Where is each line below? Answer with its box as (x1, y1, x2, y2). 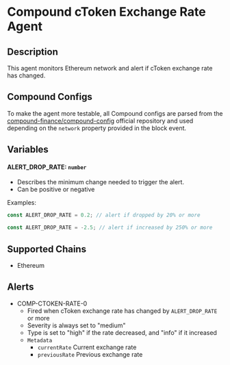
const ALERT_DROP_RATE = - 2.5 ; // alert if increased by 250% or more (7, 224, 213, 231)
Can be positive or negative (16, 186, 95, 194)
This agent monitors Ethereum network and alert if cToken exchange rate (7, 64, 213, 72)
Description (7, 46, 58, 58)
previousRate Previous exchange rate (37, 350, 143, 358)
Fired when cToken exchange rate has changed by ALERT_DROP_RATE (27, 306, 218, 315)
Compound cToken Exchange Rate (7, 4, 207, 20)
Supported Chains (7, 243, 87, 255)
